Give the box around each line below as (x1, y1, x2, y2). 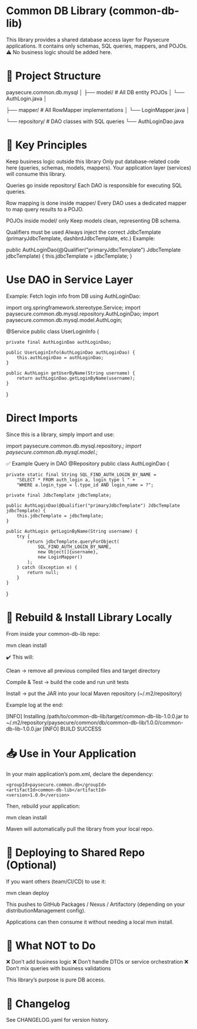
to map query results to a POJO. (6, 205, 84, 213)
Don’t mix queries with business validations (6, 965, 111, 972)
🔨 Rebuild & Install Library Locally (6, 610, 172, 624)
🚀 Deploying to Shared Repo (6, 846, 145, 859)
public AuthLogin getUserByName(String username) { (6, 370, 135, 376)
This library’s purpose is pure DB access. (6, 976, 106, 984)
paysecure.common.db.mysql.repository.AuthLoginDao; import (6, 310, 159, 317)
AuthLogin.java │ (6, 95, 47, 102)
